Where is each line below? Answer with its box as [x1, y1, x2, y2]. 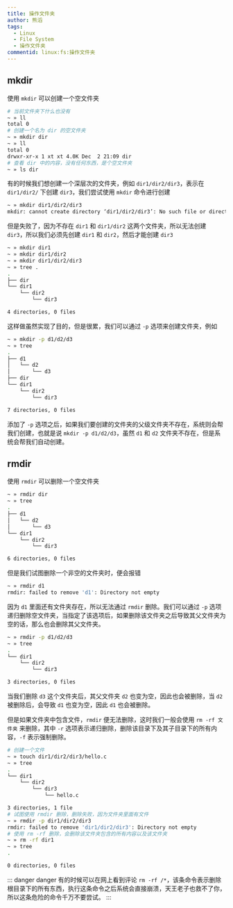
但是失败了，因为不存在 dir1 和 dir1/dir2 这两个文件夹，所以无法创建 [7, 222, 207, 230]
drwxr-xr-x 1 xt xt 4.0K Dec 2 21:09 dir [7, 153, 132, 160]
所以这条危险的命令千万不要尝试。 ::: [7, 893, 112, 901]
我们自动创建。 [25, 437, 68, 445]
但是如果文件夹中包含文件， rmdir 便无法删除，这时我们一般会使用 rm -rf [7, 716, 215, 723]
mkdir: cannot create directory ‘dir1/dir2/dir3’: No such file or [7, 208, 207, 215]
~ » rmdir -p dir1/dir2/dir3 [7, 817, 92, 824]
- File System [13, 36, 54, 43]
